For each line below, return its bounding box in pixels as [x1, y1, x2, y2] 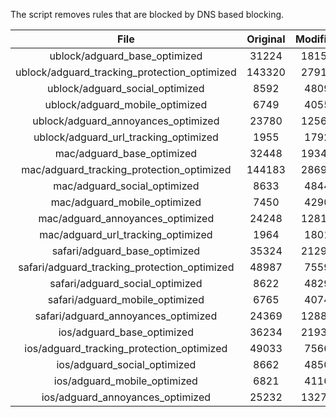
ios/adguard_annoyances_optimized [41, 390, 212, 404]
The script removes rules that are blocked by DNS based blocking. [10, 9, 285, 20]
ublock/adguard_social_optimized [47, 82, 205, 95]
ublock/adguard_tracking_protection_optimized [15, 65, 237, 79]
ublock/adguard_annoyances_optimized [32, 114, 220, 128]
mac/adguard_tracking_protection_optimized [21, 163, 232, 176]
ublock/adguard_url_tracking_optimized [33, 130, 219, 144]
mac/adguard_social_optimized [53, 179, 200, 193]
